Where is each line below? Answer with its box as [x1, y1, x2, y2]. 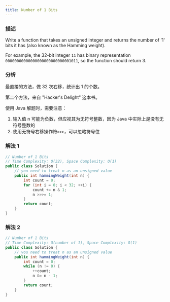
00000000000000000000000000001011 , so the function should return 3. [5, 57, 147, 63]
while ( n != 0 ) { [23, 264, 60, 269]
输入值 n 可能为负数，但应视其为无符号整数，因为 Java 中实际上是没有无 [12, 116, 164, 122]
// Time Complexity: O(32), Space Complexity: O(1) [5, 159, 117, 164]
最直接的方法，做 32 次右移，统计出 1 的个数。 [5, 84, 103, 90]
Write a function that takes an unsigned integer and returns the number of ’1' [5, 36, 165, 43]
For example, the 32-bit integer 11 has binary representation [5, 52, 131, 58]
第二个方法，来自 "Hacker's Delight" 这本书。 [5, 94, 100, 100]
